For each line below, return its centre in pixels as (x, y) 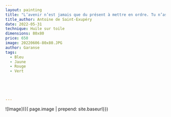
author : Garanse (22, 48)
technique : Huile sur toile (35, 29)
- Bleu (17, 57)
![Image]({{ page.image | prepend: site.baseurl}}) (57, 109)
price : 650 (17, 38)
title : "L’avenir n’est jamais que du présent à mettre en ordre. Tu (81, 15)
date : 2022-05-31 (24, 24)
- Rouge (18, 66)
